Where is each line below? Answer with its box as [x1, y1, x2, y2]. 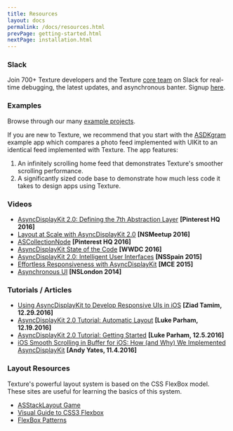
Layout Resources [7, 363, 70, 373]
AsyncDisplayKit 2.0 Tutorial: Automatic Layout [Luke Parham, [17, 316, 199, 325]
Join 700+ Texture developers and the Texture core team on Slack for [7, 75, 209, 85]
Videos [7, 199, 32, 208]
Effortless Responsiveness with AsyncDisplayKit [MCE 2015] [17, 260, 194, 268]
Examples [7, 101, 42, 111]
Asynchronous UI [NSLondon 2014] [17, 268, 121, 276]
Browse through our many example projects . [7, 117, 135, 125]
